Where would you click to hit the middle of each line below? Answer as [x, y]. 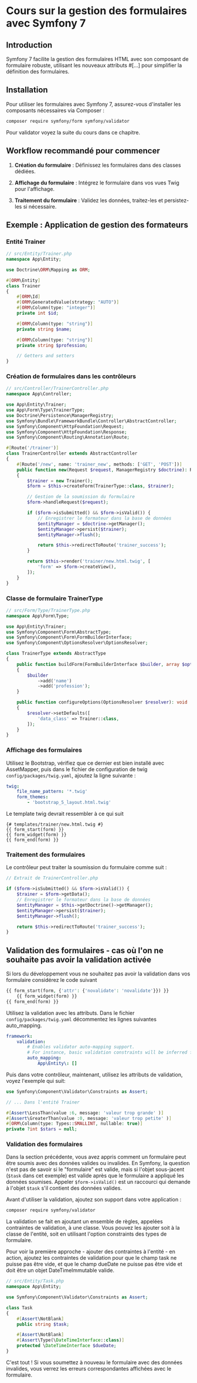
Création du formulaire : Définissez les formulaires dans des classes [98, 165]
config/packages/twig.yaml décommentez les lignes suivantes [81, 1019]
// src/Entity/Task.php [35, 1281]
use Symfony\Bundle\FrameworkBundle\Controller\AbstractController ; [91, 421]
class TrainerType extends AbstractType [56, 654]
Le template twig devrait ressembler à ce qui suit [65, 814]
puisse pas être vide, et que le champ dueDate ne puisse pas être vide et [94, 1264]
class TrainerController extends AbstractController [72, 453]
